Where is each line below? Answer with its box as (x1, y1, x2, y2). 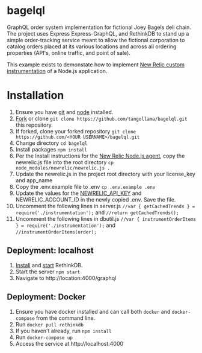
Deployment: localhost (7, 246, 94, 256)
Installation (7, 89, 64, 103)
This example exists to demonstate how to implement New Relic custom (7, 61, 185, 68)
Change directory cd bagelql (15, 139, 88, 147)
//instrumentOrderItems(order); (15, 229, 97, 235)
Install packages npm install (15, 145, 88, 153)
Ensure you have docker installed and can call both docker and (15, 308, 171, 315)
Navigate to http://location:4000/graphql (15, 274, 117, 281)
